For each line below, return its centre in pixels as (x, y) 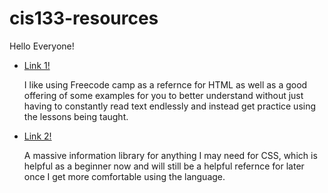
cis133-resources (84, 18)
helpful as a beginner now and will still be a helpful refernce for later (164, 166)
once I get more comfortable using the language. (124, 176)
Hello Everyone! (42, 46)
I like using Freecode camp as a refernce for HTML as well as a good (165, 84)
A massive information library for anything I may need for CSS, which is (170, 155)
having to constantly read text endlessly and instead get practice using (170, 106)
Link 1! (37, 65)
